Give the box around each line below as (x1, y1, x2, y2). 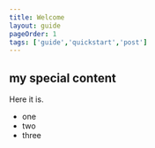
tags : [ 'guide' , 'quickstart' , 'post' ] (9, 37, 148, 47)
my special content (9, 70, 116, 85)
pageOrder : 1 (9, 29, 57, 38)
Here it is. (9, 94, 44, 105)
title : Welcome (9, 12, 65, 22)
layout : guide (9, 21, 62, 30)
